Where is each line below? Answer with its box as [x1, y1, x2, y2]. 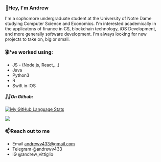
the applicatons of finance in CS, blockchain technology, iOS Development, [5, 26, 157, 32]
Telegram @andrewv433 [12, 146, 63, 152]
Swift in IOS [12, 83, 36, 89]
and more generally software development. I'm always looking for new [5, 31, 147, 37]
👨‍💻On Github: [5, 94, 33, 100]
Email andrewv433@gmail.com [12, 140, 75, 146]
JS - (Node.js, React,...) [12, 62, 60, 68]
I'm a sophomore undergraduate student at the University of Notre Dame [5, 16, 152, 22]
